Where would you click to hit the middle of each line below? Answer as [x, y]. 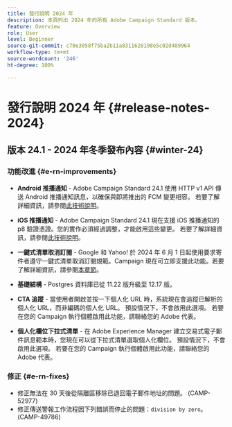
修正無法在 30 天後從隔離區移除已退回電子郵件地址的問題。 [102, 393]
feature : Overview [34, 26]
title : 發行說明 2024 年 [41, 14]
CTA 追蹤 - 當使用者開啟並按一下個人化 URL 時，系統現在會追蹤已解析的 [120, 299]
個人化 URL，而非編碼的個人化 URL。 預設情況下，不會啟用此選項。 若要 [121, 307]
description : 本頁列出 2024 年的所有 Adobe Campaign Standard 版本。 [104, 20]
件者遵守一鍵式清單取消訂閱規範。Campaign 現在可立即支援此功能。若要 [121, 261]
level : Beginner [30, 40]
